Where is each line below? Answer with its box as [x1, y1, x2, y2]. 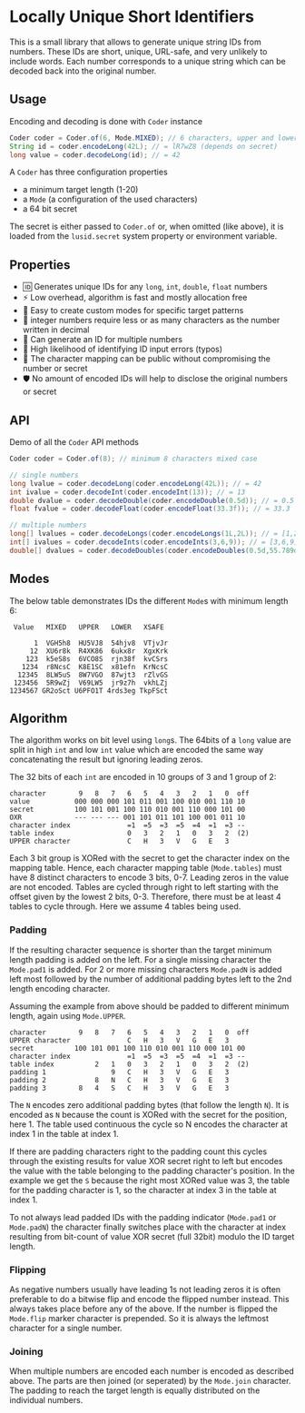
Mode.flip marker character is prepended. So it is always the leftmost [9, 1312, 270, 1323]
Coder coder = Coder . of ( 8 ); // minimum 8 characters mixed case [9, 454, 258, 463]
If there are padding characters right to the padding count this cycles [9, 1146, 268, 1157]
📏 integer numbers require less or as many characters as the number [22, 315, 280, 326]
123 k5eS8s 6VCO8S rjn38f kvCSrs [25, 654, 169, 664]
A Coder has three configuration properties [9, 166, 168, 178]
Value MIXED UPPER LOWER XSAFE [13, 622, 165, 632]
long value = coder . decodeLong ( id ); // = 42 [9, 150, 181, 160]
